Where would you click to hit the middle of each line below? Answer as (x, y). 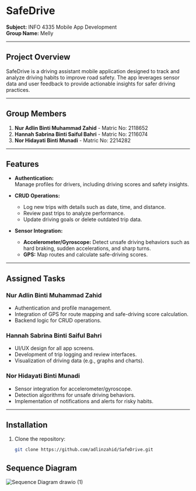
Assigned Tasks (36, 278)
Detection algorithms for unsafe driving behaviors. (75, 395)
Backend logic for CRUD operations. (58, 321)
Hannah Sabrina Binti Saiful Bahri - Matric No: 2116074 (81, 134)
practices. (18, 90)
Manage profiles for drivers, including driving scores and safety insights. (102, 184)
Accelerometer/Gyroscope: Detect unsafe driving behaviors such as (106, 242)
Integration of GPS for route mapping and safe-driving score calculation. (101, 314)
